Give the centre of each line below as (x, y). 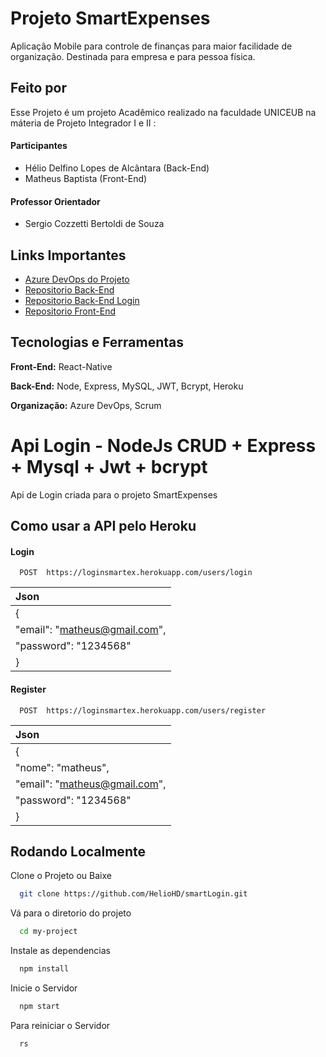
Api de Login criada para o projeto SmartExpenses (114, 494)
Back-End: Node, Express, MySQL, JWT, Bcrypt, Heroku (127, 386)
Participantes (39, 146)
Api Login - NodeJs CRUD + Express (163, 445)
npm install (44, 969)
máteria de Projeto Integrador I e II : (83, 123)
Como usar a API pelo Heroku (103, 526)
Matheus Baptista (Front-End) (86, 178)
